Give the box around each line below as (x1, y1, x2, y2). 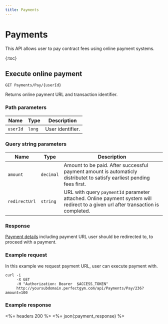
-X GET (16, 277, 30, 282)
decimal (40, 171, 59, 177)
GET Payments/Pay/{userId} (5, 83, 61, 88)
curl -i (5, 272, 21, 277)
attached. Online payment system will (63, 194, 152, 201)
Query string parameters (5, 140, 66, 147)
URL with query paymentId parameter (63, 188, 150, 195)
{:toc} (5, 55, 17, 61)
